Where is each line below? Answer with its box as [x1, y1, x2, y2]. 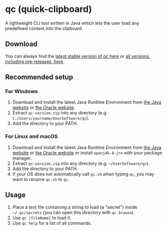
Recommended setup [5, 73, 73, 81]
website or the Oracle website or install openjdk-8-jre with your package [12, 149, 163, 155]
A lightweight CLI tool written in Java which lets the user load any [5, 20, 140, 26]
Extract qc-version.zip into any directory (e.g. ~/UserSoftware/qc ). [12, 160, 150, 166]
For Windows [5, 88, 38, 95]
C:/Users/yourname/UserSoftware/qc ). [12, 115, 90, 121]
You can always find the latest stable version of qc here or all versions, [5, 53, 151, 59]
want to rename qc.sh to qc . [12, 176, 70, 182]
